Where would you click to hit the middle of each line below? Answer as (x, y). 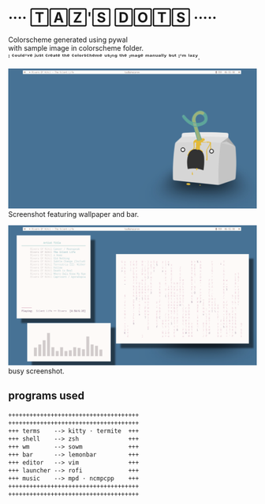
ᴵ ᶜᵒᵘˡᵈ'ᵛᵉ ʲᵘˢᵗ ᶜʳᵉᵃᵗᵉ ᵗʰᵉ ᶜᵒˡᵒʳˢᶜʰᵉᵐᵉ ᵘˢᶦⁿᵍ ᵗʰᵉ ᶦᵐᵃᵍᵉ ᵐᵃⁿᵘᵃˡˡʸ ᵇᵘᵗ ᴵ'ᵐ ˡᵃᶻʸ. (104, 57)
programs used (47, 396)
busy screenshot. (36, 371)
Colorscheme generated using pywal (68, 40)
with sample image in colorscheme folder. (76, 47)
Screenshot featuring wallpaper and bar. (74, 214)
